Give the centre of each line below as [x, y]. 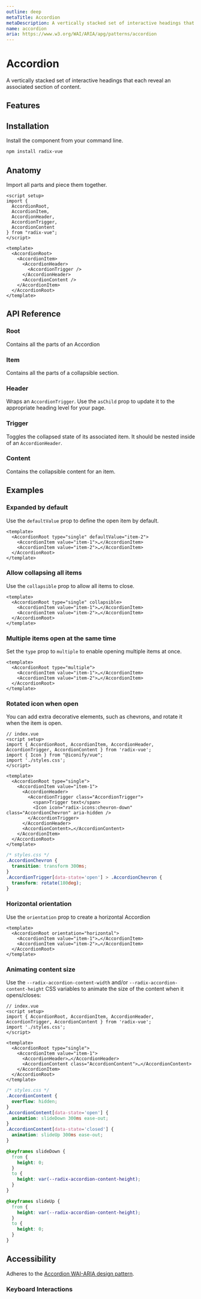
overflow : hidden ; [35, 1101]
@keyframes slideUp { [33, 1201]
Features [23, 106]
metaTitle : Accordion [33, 17]
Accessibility [31, 1259]
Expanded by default [37, 507]
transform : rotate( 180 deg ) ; [47, 883]
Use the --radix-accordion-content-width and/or [67, 983]
